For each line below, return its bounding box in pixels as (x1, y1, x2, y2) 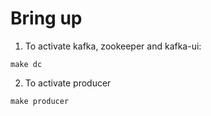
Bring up (10, 7, 83, 30)
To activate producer (24, 77, 112, 89)
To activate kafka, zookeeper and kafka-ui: (24, 40, 202, 52)
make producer (10, 96, 70, 106)
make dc (10, 59, 43, 69)
